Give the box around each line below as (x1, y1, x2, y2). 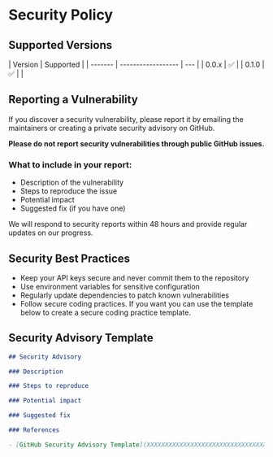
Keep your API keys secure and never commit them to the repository (19, 272, 249, 282)
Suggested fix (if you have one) (19, 203, 126, 213)
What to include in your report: (8, 159, 132, 170)
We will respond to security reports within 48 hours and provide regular (8, 220, 248, 229)
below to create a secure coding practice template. (19, 307, 191, 317)
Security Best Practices (8, 251, 131, 265)
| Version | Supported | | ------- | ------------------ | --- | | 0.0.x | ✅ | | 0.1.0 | (8, 59, 265, 69)
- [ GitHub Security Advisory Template (8, 441, 140, 449)
